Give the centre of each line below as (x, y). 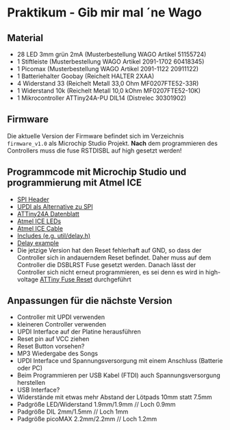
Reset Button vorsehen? (51, 346)
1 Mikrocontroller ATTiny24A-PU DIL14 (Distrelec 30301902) (102, 98)
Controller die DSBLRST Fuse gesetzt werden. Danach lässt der (106, 264)
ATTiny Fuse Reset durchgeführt (86, 279)
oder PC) (30, 368)
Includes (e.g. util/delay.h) (54, 236)
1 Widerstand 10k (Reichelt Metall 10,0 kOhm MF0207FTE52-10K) (108, 91)
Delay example (38, 243)
